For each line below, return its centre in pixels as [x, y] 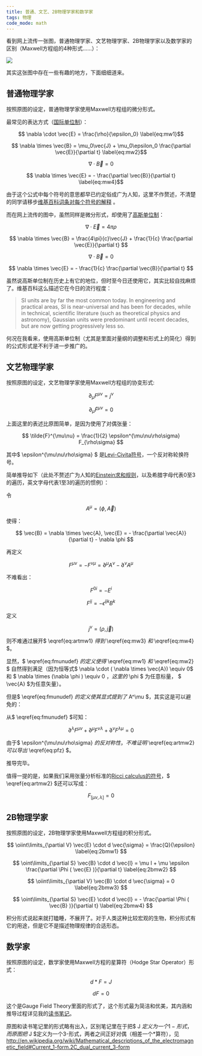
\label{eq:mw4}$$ [101, 182]
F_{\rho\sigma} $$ [101, 442]
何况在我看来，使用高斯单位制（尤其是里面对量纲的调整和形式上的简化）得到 [101, 339]
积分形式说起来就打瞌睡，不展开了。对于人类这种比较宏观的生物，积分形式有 [101, 918]
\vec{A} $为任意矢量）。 [35, 684]
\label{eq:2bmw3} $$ [101, 888]
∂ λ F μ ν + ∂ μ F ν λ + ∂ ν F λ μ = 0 [101, 730]
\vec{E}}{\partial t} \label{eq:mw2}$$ [101, 152]
